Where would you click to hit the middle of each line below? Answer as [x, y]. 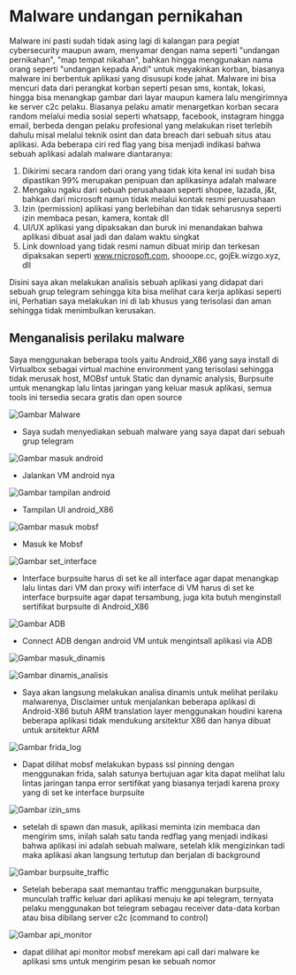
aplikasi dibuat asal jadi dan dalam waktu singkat [111, 236]
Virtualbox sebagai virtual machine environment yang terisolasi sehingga [141, 368]
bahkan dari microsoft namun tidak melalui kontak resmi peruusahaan [148, 199]
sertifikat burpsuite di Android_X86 [85, 606]
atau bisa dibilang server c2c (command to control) [115, 917]
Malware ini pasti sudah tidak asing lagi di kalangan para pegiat [125, 41]
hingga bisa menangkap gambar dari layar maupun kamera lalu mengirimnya [148, 97]
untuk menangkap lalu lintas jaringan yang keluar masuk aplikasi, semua [140, 388]
